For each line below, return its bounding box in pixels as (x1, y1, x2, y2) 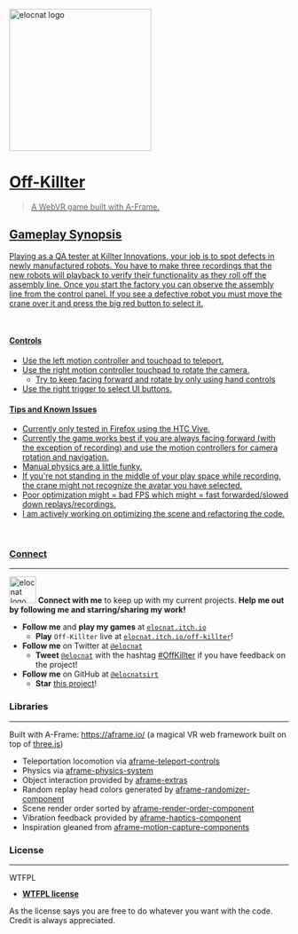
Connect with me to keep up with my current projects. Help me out (37, 595, 285, 606)
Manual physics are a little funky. (21, 462, 143, 472)
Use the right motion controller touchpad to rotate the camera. (21, 364, 250, 375)
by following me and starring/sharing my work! (9, 605, 186, 615)
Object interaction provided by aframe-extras (21, 774, 188, 785)
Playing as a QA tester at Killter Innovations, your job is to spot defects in (9, 250, 275, 261)
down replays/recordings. (21, 499, 117, 510)
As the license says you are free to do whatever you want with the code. (9, 906, 273, 916)
